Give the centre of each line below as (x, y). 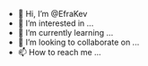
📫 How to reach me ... (59, 52)
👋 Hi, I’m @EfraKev (52, 14)
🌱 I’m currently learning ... (65, 33)
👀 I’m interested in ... (56, 23)
